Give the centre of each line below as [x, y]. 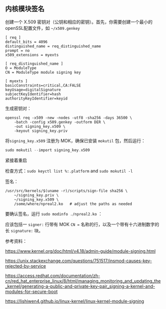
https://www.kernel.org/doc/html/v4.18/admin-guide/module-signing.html [80, 251]
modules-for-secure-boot [32, 291]
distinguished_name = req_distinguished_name [53, 46]
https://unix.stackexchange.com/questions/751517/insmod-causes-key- [79, 261]
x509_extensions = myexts [32, 55]
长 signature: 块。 [24, 230]
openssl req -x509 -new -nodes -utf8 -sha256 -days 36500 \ [69, 118]
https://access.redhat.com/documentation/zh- [53, 276]
